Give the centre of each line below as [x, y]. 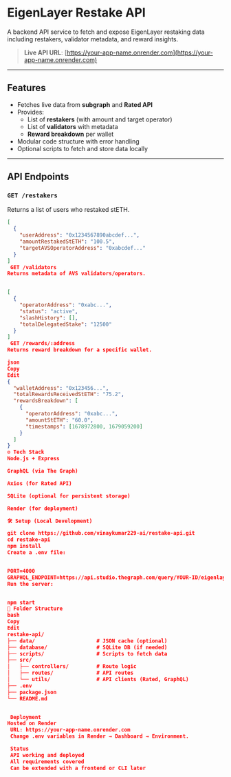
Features [26, 88]
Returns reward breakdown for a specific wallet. [80, 350]
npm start [21, 602]
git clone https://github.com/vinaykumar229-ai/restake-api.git [101, 533]
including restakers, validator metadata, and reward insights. [93, 39]
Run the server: [30, 584]
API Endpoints [38, 177]
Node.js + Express [33, 459]
